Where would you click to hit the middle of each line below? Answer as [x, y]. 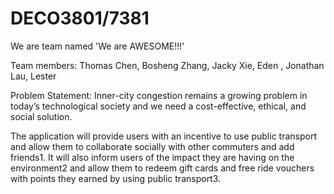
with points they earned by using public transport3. [116, 178]
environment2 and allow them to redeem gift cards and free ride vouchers [162, 168]
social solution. [41, 116]
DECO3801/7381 [80, 18]
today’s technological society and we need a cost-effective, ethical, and [158, 106]
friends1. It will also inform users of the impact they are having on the [152, 157]
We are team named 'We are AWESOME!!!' [97, 46]
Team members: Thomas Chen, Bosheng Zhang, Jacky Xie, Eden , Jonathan [167, 65]
